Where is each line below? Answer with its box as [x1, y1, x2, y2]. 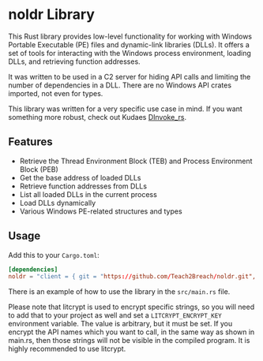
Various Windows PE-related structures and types [19, 207, 183, 216]
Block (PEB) [19, 164, 59, 174]
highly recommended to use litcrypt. [8, 344, 126, 354]
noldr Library [8, 6, 95, 24]
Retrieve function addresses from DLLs [19, 181, 148, 191]
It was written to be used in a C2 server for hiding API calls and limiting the [8, 72, 251, 81]
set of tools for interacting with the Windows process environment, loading [8, 48, 251, 58]
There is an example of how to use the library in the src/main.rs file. [8, 287, 231, 296]
